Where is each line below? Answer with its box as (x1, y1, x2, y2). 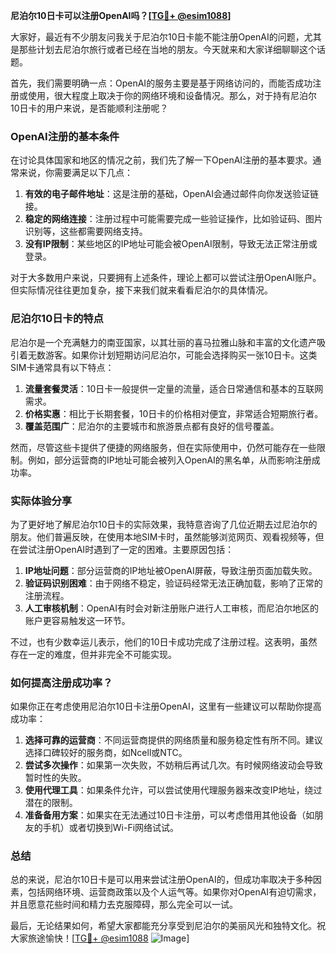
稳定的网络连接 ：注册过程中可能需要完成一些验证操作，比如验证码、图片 (24, 213, 323, 225)
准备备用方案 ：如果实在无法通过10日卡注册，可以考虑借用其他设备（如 (24, 809, 315, 821)
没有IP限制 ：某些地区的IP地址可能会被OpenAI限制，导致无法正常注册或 (24, 238, 318, 250)
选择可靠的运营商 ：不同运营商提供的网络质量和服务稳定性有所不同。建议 (24, 734, 323, 746)
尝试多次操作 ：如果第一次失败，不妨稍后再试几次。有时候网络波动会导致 (24, 759, 323, 771)
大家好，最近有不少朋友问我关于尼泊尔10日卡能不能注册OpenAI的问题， (10, 31, 305, 43)
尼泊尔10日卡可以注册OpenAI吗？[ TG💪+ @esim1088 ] (10, 10, 232, 21)
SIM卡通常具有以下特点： (10, 361, 115, 373)
